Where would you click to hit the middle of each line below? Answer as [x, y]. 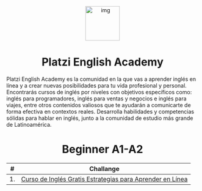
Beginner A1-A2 [103, 149]
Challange [105, 168]
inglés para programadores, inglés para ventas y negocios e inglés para [97, 99]
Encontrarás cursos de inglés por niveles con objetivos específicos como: [99, 92]
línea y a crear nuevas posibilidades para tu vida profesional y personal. [97, 85]
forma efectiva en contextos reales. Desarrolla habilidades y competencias [100, 111]
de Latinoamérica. [29, 124]
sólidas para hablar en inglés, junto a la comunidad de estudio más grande [100, 118]
